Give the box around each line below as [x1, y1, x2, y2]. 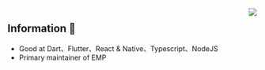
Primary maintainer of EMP [18, 53, 107, 62]
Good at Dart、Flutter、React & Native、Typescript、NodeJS [18, 43, 218, 53]
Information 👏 [7, 22, 76, 35]
